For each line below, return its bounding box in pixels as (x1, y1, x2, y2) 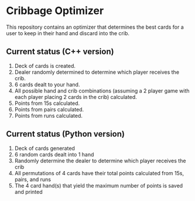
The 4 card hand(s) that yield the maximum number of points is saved (14, 182, 183, 189)
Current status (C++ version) (6, 47, 114, 57)
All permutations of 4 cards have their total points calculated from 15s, (14, 169, 184, 176)
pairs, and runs (14, 176, 52, 183)
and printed (14, 188, 43, 195)
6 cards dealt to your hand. (14, 81, 80, 88)
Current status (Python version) (6, 129, 125, 139)
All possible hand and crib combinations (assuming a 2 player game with (14, 87, 190, 94)
